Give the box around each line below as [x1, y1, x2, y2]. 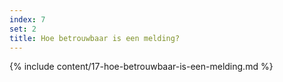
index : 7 [9, 14, 46, 25]
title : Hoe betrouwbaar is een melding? [9, 33, 181, 43]
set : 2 [9, 24, 37, 34]
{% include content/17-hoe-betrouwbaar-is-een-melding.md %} [9, 61, 274, 73]
